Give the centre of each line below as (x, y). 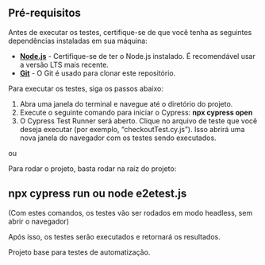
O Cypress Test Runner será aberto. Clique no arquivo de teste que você (138, 121)
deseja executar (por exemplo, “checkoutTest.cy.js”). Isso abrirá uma (132, 129)
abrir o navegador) (39, 221)
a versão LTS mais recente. (64, 64)
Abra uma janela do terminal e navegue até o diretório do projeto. (126, 103)
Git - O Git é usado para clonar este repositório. (98, 73)
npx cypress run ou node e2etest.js (98, 194)
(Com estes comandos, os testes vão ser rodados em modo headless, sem (131, 212)
